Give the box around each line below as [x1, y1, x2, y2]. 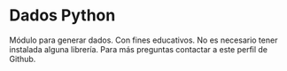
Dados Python [9, 5, 116, 26]
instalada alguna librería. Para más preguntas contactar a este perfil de [9, 43, 268, 54]
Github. [9, 53, 36, 64]
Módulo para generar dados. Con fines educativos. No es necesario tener [9, 35, 278, 45]
